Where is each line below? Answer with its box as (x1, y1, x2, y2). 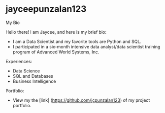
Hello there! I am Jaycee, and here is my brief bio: (5, 29, 107, 35)
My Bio (5, 20, 20, 25)
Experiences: (5, 58, 33, 64)
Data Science (12, 68, 40, 74)
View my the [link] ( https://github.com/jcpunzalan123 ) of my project (12, 97, 150, 103)
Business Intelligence (12, 78, 56, 84)
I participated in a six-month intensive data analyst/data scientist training (12, 44, 161, 49)
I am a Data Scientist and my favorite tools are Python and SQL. (12, 38, 142, 45)
